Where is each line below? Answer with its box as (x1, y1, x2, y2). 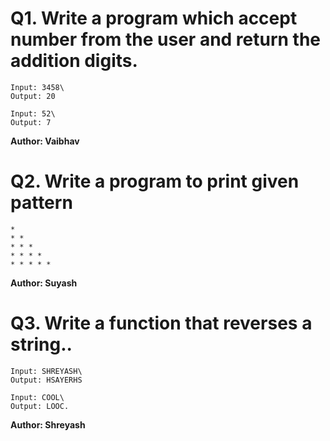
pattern (10, 192, 73, 214)
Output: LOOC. (10, 401, 70, 411)
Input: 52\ (10, 108, 56, 119)
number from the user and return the (10, 28, 322, 51)
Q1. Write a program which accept (10, 7, 298, 30)
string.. (10, 333, 73, 356)
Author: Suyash (10, 277, 78, 289)
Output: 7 (10, 117, 52, 127)
